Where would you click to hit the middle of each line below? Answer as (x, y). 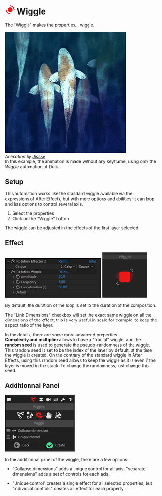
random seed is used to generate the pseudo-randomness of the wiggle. (78, 345)
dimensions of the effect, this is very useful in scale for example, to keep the (81, 320)
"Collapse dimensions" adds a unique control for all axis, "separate (79, 469)
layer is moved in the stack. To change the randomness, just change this (77, 365)
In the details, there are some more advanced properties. (62, 335)
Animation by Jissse (25, 156)
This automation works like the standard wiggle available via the (69, 193)
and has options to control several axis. (44, 204)
